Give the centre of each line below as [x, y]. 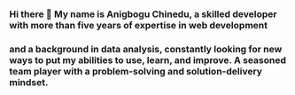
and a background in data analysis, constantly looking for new [146, 49]
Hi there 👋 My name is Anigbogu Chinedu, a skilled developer [143, 14]
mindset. [29, 82]
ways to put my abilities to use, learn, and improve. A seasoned [147, 59]
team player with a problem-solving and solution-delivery [136, 71]
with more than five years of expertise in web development [139, 25]
